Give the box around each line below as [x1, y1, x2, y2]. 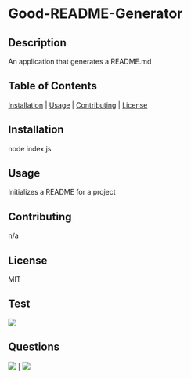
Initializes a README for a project [8, 188, 116, 197]
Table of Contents [8, 79, 98, 93]
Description [8, 36, 67, 49]
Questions [8, 341, 60, 354]
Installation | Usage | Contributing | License [8, 100, 148, 110]
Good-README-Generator [8, 5, 183, 23]
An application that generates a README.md [8, 56, 152, 66]
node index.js [8, 144, 52, 153]
